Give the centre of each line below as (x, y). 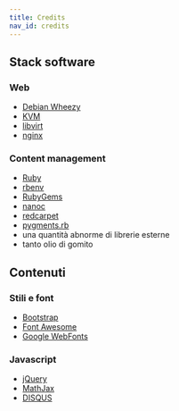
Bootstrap (40, 317)
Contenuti (38, 272)
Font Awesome (49, 327)
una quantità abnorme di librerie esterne (96, 235)
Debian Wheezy (51, 107)
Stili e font (32, 298)
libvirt (33, 126)
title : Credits (37, 17)
